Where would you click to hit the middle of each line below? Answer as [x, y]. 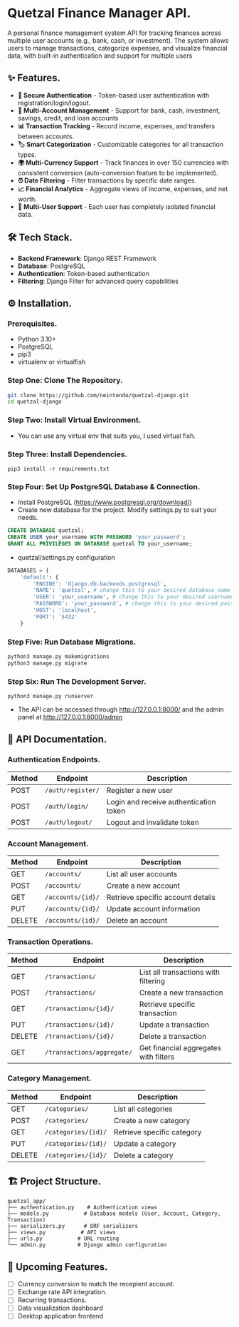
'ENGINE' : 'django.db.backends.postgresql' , [100, 584]
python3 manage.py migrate [47, 663]
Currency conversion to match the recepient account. [96, 1284]
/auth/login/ [67, 806]
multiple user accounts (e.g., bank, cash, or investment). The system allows [118, 40]
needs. [28, 518]
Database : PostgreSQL [52, 266]
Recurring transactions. [52, 1300]
